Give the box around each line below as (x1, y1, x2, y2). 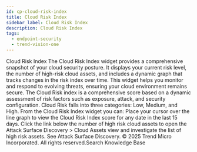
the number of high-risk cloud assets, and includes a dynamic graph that (6, 70, 183, 77)
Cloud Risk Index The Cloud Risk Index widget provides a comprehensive (6, 57, 183, 65)
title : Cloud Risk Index (6, 14, 67, 20)
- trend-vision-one (11, 42, 59, 48)
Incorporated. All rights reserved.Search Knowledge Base (6, 139, 146, 146)
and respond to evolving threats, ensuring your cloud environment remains (6, 82, 187, 90)
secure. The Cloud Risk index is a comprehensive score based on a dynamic (6, 89, 191, 96)
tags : (6, 31, 19, 37)
